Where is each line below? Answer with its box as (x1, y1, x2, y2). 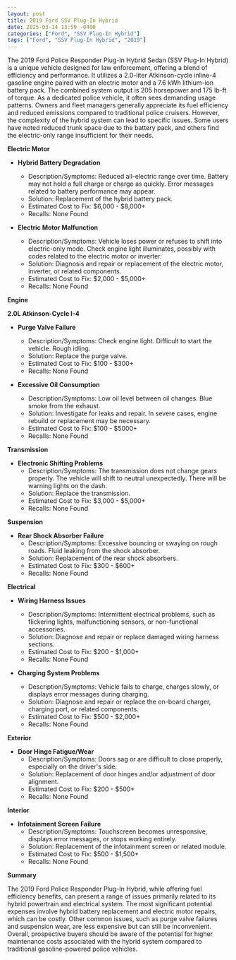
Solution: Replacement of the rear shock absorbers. (27, 554, 178, 562)
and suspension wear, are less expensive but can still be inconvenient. (7, 923, 211, 931)
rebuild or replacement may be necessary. (27, 417, 151, 425)
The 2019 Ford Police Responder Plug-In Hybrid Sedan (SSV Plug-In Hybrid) (7, 56, 229, 64)
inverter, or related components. (27, 267, 122, 275)
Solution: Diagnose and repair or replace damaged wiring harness (27, 633, 220, 641)
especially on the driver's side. (27, 762, 118, 771)
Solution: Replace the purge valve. (27, 352, 128, 360)
